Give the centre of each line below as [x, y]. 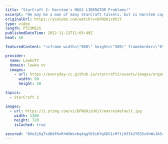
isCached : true [30, 125]
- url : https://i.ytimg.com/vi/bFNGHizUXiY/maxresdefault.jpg [76, 111]
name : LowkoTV [24, 60]
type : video [17, 24]
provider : [15, 55]
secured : [14, 134]
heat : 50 [14, 38]
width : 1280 [26, 115]
